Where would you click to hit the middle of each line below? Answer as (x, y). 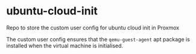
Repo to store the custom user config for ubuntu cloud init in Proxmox (93, 28)
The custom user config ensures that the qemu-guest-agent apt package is (98, 39)
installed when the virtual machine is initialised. (65, 46)
